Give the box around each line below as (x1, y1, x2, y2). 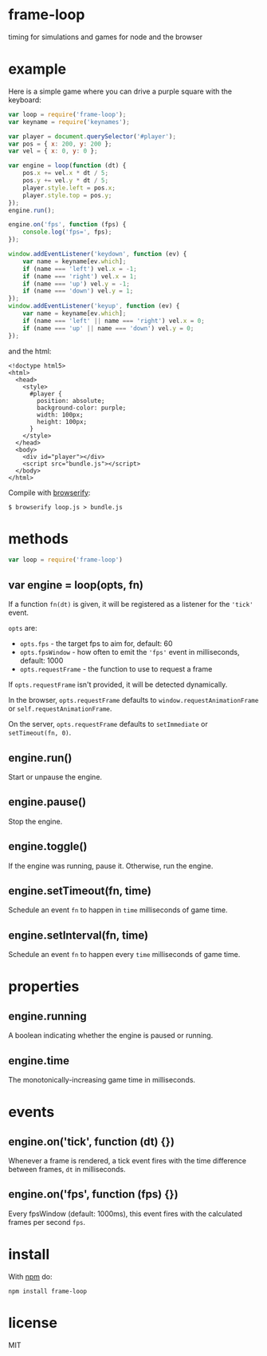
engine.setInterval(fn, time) (8, 928, 149, 942)
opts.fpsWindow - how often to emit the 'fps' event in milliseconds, (19, 648, 240, 657)
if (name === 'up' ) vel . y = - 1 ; (22, 280, 130, 288)
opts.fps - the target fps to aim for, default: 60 (19, 639, 173, 648)
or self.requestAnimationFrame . (8, 704, 112, 713)
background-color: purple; (37, 404, 127, 412)
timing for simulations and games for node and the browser (8, 32, 203, 42)
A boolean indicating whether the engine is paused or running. (8, 1031, 214, 1040)
